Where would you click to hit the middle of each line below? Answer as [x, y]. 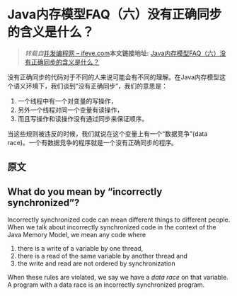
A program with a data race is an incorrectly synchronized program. [106, 285]
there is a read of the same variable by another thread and [102, 256]
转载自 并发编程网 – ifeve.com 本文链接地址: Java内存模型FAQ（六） [122, 53]
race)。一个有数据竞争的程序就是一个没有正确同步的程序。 [93, 142]
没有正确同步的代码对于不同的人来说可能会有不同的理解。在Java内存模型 [114, 77]
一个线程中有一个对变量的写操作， [67, 101]
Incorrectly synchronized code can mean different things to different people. [119, 220]
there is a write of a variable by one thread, [80, 249]
